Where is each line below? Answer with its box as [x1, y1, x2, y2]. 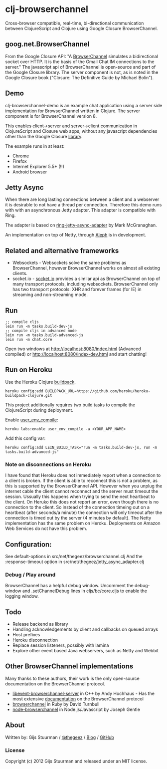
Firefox [12, 158, 27, 164]
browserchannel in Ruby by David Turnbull [12, 701, 100, 707]
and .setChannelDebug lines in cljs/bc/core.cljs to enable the [22, 588, 147, 594]
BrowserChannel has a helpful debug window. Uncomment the [5, 583, 134, 589]
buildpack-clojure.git [5, 393, 52, 398]
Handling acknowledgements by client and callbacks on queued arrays [12, 626, 159, 632]
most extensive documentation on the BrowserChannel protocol [12, 695, 144, 702]
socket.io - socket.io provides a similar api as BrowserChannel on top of [12, 276, 161, 282]
